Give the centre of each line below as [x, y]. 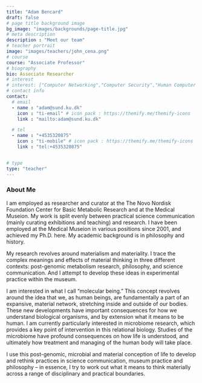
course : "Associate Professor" [46, 62]
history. [16, 241]
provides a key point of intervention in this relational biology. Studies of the [99, 329]
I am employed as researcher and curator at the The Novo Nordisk [89, 203]
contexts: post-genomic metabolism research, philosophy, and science [95, 266]
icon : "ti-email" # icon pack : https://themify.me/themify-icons [104, 113]
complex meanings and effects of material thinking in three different [91, 260]
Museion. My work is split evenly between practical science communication [100, 216]
